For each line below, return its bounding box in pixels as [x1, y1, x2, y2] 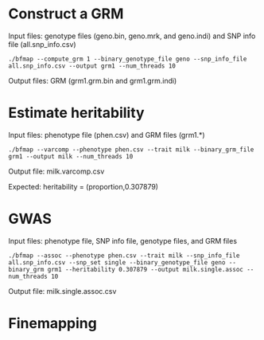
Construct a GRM [8, 5, 124, 23]
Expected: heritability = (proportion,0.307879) [8, 182, 159, 191]
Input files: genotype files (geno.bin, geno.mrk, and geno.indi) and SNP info [8, 31, 256, 41]
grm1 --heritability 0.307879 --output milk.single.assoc [47, 265, 244, 273]
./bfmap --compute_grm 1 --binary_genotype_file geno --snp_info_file [8, 55, 247, 63]
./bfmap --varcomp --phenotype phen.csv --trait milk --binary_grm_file [8, 145, 254, 154]
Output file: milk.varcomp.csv [8, 166, 105, 176]
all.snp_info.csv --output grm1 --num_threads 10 [8, 61, 177, 70]
